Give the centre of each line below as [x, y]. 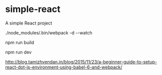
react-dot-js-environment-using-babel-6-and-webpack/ [64, 67]
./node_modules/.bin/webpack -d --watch [49, 32]
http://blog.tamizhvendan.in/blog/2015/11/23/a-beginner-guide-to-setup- [81, 61]
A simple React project [29, 23]
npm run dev [18, 52]
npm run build [20, 42]
